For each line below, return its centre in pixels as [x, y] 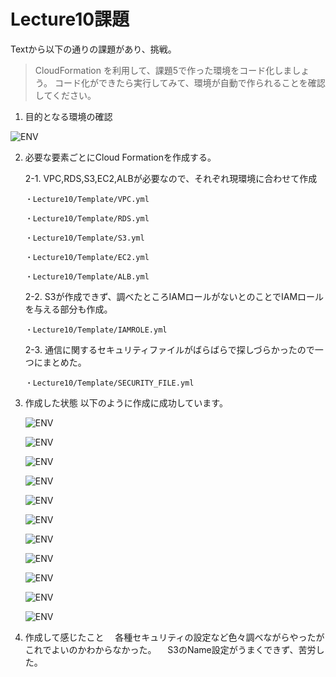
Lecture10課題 [70, 19]
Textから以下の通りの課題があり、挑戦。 [93, 49]
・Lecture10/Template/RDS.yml [87, 218]
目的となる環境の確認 [68, 116]
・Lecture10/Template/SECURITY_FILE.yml [109, 383]
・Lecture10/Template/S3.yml [84, 238]
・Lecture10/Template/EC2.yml [87, 257]
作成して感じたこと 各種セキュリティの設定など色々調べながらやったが [174, 637]
